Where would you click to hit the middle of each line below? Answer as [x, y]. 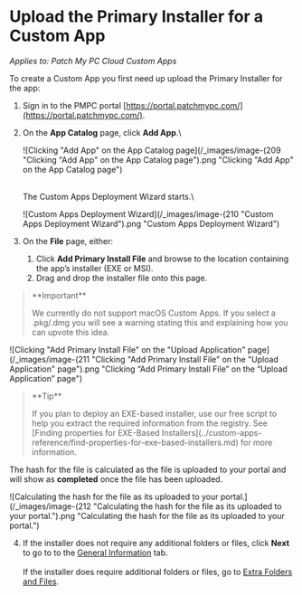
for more [256, 442]
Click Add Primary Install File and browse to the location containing [162, 259]
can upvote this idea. [71, 332]
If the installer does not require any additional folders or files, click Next [156, 543]
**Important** [59, 295]
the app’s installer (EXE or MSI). [94, 268]
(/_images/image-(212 [51, 506]
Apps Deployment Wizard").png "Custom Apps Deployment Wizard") [151, 223]
